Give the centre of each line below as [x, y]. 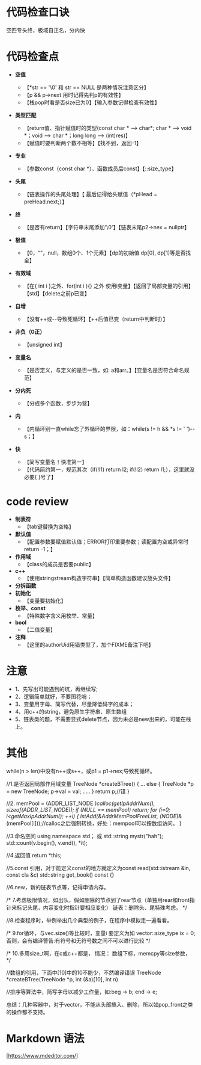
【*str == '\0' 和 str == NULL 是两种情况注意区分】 [86, 87]
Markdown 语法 [46, 1038]
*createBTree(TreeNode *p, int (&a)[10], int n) [62, 979]
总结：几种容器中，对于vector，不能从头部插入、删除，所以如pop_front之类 [100, 1004]
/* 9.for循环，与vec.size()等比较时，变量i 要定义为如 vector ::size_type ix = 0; [101, 933]
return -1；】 [40, 549]
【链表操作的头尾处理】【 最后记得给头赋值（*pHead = [91, 194]
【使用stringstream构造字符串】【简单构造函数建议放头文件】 [99, 578]
